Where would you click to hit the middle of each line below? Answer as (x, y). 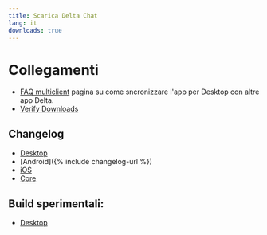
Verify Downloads (49, 109)
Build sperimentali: (56, 204)
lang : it (23, 23)
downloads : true (35, 30)
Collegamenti (54, 70)
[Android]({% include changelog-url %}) (86, 162)
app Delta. (37, 100)
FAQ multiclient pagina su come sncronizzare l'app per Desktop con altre (139, 92)
